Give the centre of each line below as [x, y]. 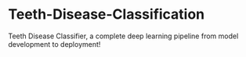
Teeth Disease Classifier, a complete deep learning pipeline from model [123, 36]
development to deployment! [54, 44]
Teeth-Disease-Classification [107, 14]
